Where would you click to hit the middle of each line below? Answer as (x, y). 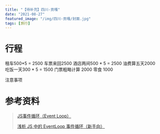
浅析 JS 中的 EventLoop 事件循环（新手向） (61, 126)
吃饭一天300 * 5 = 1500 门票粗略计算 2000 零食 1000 (59, 69)
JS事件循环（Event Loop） (44, 116)
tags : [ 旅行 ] (18, 23)
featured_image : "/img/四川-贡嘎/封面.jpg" (48, 19)
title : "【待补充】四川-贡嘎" (33, 10)
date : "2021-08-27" (25, 14)
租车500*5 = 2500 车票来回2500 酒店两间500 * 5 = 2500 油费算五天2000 (80, 64)
